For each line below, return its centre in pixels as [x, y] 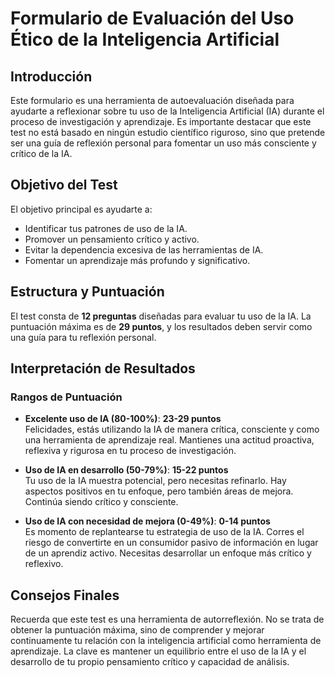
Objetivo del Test [64, 185]
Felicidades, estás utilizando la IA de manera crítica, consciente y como [172, 429]
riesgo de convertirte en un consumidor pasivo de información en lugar [171, 543]
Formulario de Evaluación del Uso [152, 18]
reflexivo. [44, 564]
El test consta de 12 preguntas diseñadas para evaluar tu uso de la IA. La [161, 316]
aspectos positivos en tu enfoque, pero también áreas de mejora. [159, 491]
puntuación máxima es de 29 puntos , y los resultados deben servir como [161, 326]
